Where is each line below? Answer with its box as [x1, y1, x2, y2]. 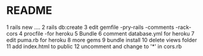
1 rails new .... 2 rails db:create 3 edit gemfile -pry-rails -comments [6, 23, 174, 31]
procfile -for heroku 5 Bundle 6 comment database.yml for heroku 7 [23, 30, 194, 37]
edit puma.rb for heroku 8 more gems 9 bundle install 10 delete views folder [6, 36, 197, 43]
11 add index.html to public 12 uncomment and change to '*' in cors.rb [6, 43, 182, 50]
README [6, 4, 53, 17]
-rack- [175, 23, 191, 31]
